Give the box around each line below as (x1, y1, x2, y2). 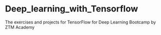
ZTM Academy (5, 24, 35, 30)
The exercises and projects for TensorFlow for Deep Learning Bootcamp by (5, 19, 156, 25)
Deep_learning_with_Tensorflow (5, 3, 139, 14)
